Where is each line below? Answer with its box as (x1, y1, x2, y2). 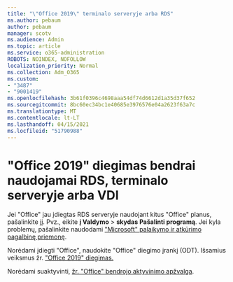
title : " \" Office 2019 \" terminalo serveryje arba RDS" (7, 10, 174, 17)
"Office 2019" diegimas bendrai (7, 157, 196, 174)
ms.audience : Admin (7, 36, 64, 43)
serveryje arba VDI (7, 187, 119, 203)
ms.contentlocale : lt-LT (7, 114, 80, 121)
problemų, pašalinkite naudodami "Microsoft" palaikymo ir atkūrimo (7, 225, 202, 234)
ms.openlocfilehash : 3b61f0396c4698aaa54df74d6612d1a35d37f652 (7, 95, 196, 102)
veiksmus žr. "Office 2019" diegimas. (7, 253, 114, 262)
